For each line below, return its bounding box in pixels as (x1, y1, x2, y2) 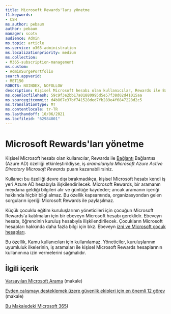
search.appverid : (5, 74, 42, 79)
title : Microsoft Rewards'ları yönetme (5, 7, 90, 13)
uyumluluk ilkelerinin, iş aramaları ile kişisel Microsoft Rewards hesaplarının (5, 244, 163, 250)
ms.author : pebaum (5, 21, 44, 27)
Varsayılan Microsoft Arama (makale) (5, 278, 83, 284)
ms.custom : (5, 64, 28, 69)
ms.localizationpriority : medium (5, 50, 76, 55)
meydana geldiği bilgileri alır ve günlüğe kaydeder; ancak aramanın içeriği (5, 186, 159, 192)
